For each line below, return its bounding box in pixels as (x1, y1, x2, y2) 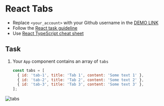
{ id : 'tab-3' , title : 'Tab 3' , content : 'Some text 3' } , (17, 82, 144, 87)
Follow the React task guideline (12, 25, 78, 31)
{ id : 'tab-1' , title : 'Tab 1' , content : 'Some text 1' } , (17, 72, 144, 78)
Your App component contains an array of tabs (12, 58, 108, 64)
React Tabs (5, 3, 53, 15)
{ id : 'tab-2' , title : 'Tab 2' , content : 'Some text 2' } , (17, 77, 144, 82)
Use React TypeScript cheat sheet (12, 30, 84, 36)
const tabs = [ (12, 68, 45, 73)
